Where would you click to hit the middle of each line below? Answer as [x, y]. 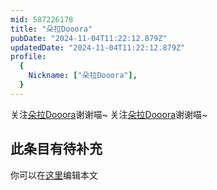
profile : [28, 57]
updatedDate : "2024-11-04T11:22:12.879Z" [98, 47]
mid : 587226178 [42, 19]
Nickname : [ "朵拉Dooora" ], [83, 76]
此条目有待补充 [56, 149]
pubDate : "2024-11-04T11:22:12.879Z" [89, 38]
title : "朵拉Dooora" [51, 29]
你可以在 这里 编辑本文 [54, 175]
